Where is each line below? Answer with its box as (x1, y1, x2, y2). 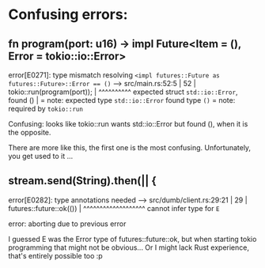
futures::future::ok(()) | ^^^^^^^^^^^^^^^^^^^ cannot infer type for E (8, 203, 220, 213)
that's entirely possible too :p (8, 251, 103, 260)
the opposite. (8, 128, 51, 137)
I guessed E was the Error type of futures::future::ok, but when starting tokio (8, 234, 257, 243)
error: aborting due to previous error (8, 219, 127, 228)
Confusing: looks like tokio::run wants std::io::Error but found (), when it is (8, 119, 248, 128)
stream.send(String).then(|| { (8, 174, 157, 187)
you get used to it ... (8, 152, 74, 160)
